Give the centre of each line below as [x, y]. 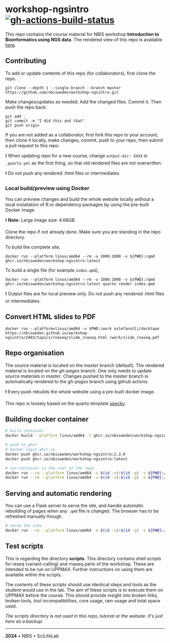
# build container [25, 431]
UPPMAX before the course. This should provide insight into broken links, [82, 595]
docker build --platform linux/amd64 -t [49, 436]
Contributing [26, 61]
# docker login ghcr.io [30, 450]
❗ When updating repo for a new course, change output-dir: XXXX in [76, 155]
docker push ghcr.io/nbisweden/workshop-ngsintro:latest [67, 459]
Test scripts [25, 546]
